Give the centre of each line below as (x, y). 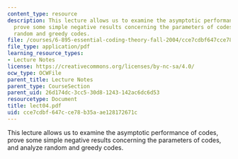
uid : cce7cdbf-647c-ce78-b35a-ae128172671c (73, 112)
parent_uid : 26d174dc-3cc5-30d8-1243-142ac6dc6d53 (84, 93)
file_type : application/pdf (49, 47)
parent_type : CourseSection (49, 86)
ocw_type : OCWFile (34, 73)
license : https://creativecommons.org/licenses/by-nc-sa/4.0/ (101, 66)
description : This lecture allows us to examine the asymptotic (104, 20)
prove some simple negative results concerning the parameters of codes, (114, 140)
